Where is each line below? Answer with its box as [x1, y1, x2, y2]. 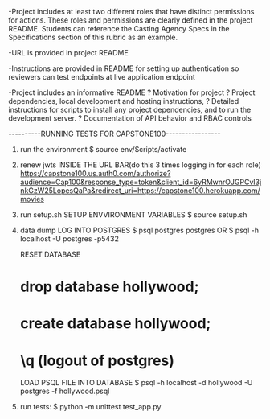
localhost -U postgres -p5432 [19, 234, 119, 244]
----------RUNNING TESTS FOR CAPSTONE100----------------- [8, 129, 221, 138]
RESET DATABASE [19, 249, 81, 259]
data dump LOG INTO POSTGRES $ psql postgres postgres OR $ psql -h [19, 225, 260, 235]
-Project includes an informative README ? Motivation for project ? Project [8, 88, 256, 97]
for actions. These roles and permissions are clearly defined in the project [8, 15, 253, 25]
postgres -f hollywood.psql [19, 386, 110, 396]
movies [19, 195, 44, 203]
